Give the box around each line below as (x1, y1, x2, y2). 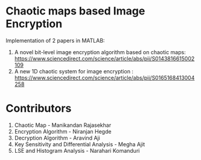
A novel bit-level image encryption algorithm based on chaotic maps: (14, 48, 186, 55)
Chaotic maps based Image (5, 4, 145, 18)
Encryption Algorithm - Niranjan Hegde (14, 128, 112, 135)
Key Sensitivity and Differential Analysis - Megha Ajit (14, 140, 145, 148)
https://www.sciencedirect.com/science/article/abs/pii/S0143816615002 (14, 55, 195, 62)
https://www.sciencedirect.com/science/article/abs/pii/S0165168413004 (14, 74, 195, 81)
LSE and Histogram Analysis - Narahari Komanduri (14, 147, 140, 154)
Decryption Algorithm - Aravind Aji (14, 134, 100, 141)
